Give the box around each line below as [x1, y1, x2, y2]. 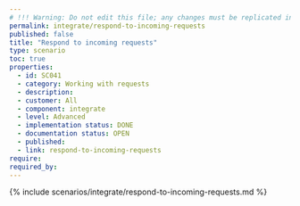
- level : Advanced [17, 112, 87, 121]
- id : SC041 [17, 71, 62, 80]
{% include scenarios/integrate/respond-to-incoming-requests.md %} [9, 186, 268, 197]
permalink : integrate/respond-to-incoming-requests [9, 21, 205, 30]
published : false [9, 29, 74, 38]
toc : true [9, 54, 46, 63]
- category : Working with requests [17, 79, 150, 88]
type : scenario [9, 46, 66, 55]
